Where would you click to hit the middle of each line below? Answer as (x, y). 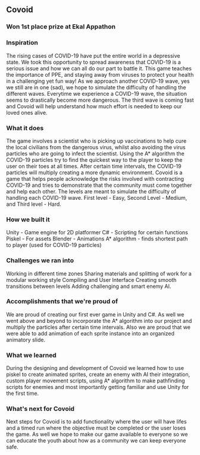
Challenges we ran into (40, 261)
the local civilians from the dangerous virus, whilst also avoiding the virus (96, 147)
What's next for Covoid (40, 409)
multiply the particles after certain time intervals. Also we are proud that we (98, 327)
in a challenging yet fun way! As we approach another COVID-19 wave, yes (98, 81)
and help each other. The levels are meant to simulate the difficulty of (91, 191)
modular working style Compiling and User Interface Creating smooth (91, 280)
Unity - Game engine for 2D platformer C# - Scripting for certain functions (97, 233)
